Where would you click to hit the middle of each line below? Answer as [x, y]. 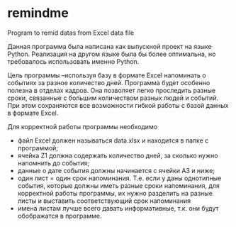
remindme [38, 13]
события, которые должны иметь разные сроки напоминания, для [118, 185]
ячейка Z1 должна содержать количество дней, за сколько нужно [118, 155]
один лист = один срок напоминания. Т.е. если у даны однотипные [119, 178]
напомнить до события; [54, 163]
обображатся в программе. [60, 216]
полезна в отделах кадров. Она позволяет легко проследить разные [112, 90]
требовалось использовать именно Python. [73, 61]
